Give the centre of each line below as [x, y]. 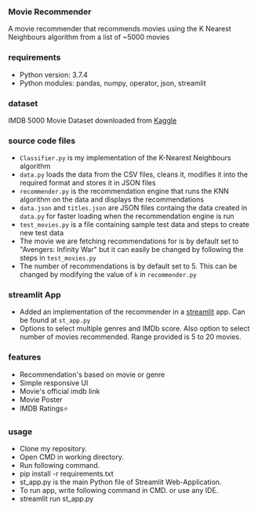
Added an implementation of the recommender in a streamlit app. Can [132, 312]
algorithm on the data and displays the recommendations [112, 199]
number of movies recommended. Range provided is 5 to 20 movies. [130, 337]
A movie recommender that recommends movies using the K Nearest [120, 29]
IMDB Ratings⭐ [44, 408]
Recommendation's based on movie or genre [92, 374]
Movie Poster [41, 400]
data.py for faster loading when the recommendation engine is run [127, 216]
